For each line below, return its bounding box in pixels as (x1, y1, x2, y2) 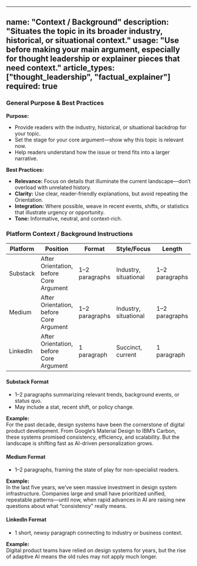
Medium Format (6, 453, 46, 460)
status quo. (14, 397, 42, 405)
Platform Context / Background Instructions (6, 229, 133, 238)
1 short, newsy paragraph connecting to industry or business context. (14, 529, 183, 536)
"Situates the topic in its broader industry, (6, 26, 163, 36)
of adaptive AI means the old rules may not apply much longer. (6, 553, 158, 560)
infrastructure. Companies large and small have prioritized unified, (6, 490, 166, 497)
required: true (6, 82, 58, 91)
